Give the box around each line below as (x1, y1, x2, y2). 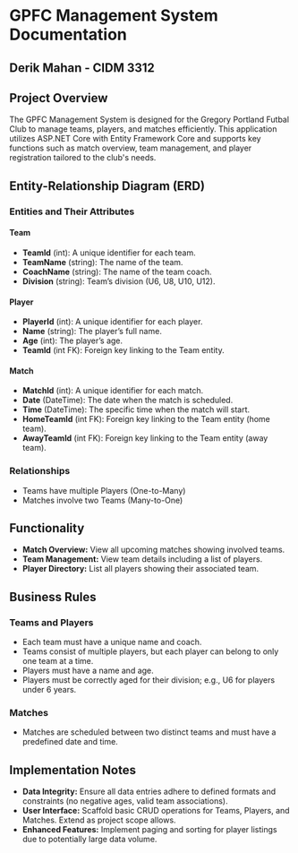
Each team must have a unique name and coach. (21, 637, 202, 648)
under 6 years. (21, 685, 77, 695)
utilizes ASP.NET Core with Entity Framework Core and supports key (9, 134, 261, 144)
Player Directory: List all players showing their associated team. (21, 564, 260, 574)
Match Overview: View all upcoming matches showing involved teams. (21, 544, 285, 556)
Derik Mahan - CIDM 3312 (9, 60, 155, 75)
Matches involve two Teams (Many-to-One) (21, 495, 183, 505)
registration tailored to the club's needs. (9, 152, 157, 163)
